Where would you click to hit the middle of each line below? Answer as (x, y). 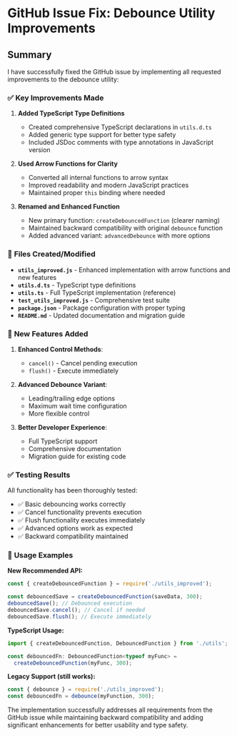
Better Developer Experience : (62, 427)
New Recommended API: (45, 571)
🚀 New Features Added (48, 333)
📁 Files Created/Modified (52, 254)
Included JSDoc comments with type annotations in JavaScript (121, 142)
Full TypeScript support (63, 441)
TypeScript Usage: (36, 630)
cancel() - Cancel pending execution (83, 363)
